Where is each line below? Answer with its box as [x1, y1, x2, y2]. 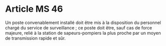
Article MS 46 [5, 3, 63, 15]
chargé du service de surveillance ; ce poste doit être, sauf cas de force [5, 24, 152, 30]
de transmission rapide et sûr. [5, 35, 66, 41]
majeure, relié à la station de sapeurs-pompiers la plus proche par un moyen [5, 30, 161, 36]
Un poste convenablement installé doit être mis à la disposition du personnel [5, 20, 161, 25]
